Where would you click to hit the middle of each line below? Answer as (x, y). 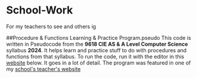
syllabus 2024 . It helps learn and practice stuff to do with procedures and (96, 50)
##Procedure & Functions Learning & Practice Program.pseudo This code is (99, 38)
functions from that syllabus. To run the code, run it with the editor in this (95, 56)
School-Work (39, 10)
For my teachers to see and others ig (51, 26)
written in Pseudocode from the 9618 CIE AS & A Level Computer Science (97, 44)
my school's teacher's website (44, 69)
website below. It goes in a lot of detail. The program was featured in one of (99, 63)
